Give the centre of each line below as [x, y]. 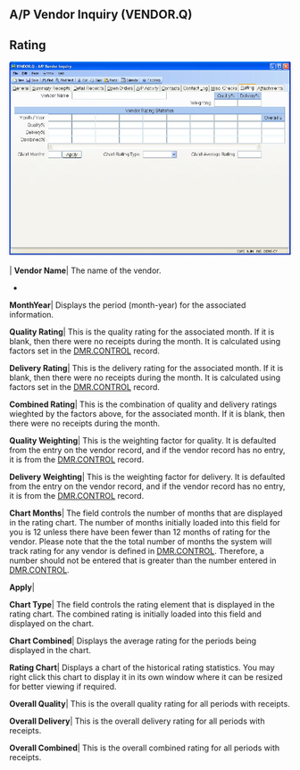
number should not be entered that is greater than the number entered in [143, 560]
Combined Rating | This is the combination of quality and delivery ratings [143, 404]
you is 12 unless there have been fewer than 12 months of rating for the [140, 532]
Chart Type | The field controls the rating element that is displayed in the [142, 604]
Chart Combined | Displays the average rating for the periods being [133, 641]
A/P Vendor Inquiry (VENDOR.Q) [101, 15]
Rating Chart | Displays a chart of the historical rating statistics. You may [142, 667]
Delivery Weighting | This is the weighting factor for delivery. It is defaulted [147, 476]
